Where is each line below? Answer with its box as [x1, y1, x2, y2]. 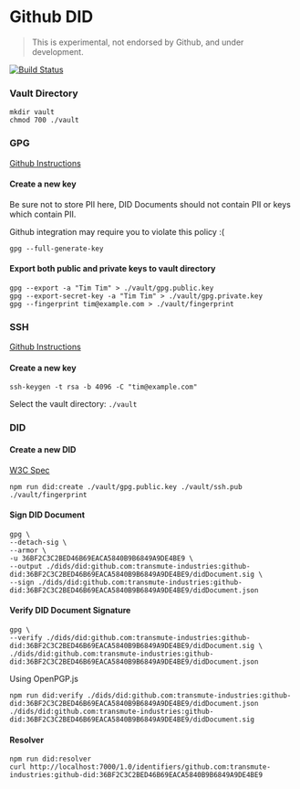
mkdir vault [9, 108, 55, 117]
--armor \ [9, 546, 47, 555]
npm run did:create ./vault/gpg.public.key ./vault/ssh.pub [9, 482, 243, 491]
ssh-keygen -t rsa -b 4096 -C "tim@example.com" [9, 382, 198, 392]
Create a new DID [9, 443, 77, 454]
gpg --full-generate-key [9, 244, 104, 253]
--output [9, 561, 43, 570]
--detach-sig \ [9, 538, 67, 547]
